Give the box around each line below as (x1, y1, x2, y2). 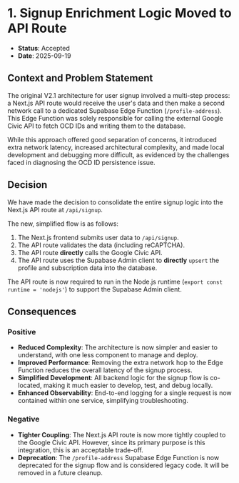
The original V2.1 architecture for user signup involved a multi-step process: (7, 91, 230, 99)
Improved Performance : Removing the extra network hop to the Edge (17, 359, 223, 367)
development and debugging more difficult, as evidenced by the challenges (7, 150, 230, 159)
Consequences (7, 305, 77, 317)
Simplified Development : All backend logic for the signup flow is (17, 374, 209, 382)
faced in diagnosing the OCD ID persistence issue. (7, 158, 156, 166)
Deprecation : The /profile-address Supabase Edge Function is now (17, 453, 220, 462)
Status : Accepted (17, 44, 70, 52)
